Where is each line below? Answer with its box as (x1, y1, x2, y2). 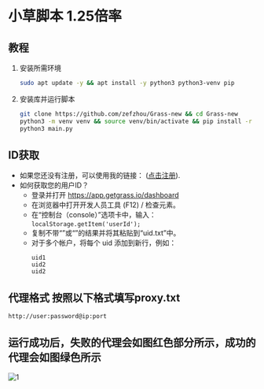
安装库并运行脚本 (19, 94, 75, 103)
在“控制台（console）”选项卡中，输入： (31, 210, 156, 220)
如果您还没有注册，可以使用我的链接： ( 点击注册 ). (19, 171, 181, 180)
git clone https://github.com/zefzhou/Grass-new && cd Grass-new (19, 109, 238, 118)
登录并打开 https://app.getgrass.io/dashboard (31, 191, 179, 200)
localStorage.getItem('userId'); (31, 220, 141, 228)
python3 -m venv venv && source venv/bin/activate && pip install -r (19, 117, 253, 125)
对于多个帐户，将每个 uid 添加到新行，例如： (31, 238, 177, 248)
